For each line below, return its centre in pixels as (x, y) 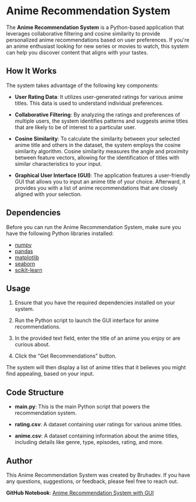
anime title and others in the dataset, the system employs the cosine (98, 145)
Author (19, 461)
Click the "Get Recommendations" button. (66, 356)
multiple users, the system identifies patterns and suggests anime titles (101, 121)
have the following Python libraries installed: (60, 233)
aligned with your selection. (48, 194)
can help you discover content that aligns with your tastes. (77, 52)
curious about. (32, 345)
